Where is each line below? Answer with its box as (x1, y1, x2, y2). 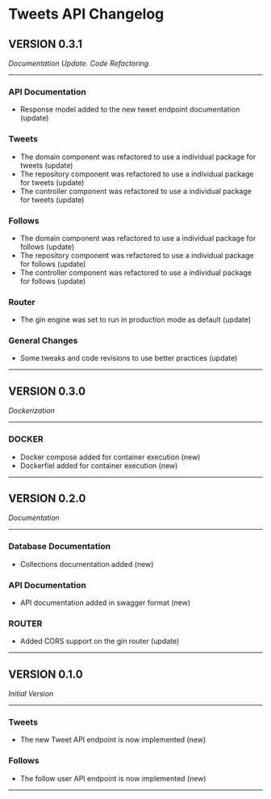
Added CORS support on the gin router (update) (19, 636, 180, 646)
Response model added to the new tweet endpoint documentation (19, 104, 240, 114)
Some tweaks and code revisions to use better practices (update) (19, 353, 238, 363)
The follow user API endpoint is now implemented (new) (19, 773, 207, 783)
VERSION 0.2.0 (8, 491, 86, 505)
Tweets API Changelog (8, 5, 165, 23)
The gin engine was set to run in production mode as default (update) (19, 315, 252, 324)
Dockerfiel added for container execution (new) (19, 460, 178, 470)
